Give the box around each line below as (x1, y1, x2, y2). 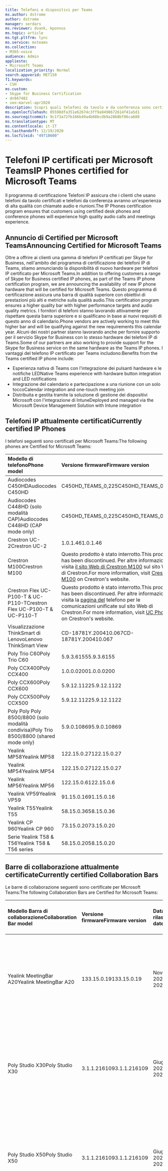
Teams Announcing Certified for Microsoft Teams (5, 241, 161, 250)
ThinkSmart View (7, 642, 48, 649)
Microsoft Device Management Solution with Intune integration (12, 402, 141, 408)
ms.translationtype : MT (5, 119, 55, 124)
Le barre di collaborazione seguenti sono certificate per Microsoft (5, 884, 141, 890)
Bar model (7, 920, 33, 927)
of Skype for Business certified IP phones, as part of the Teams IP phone (5, 276, 155, 282)
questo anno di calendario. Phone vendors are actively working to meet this (5, 318, 160, 324)
